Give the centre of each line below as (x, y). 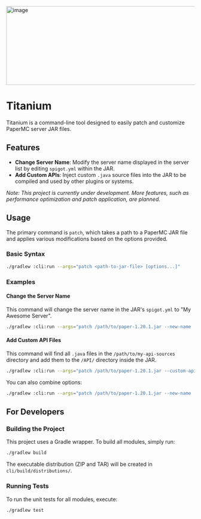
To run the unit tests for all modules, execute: (62, 499)
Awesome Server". (29, 316)
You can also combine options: (44, 382)
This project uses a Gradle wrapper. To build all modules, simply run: (91, 442)
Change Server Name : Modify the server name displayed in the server (102, 162)
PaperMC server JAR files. (39, 129)
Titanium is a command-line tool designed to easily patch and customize (96, 123)
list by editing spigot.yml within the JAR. (65, 168)
